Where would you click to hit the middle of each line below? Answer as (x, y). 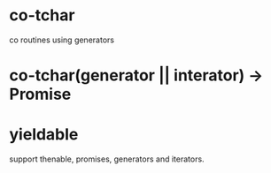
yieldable (44, 135)
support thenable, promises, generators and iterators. (107, 159)
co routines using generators (62, 40)
